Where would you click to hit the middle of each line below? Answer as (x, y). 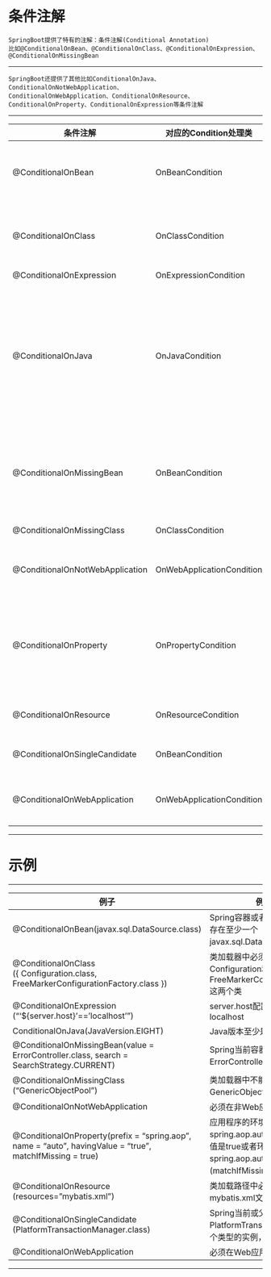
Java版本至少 (235, 1031)
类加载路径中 (233, 1185)
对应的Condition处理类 (208, 132)
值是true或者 (233, 1146)
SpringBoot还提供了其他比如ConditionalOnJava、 (84, 79)
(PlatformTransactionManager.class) (81, 1229)
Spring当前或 (234, 1212)
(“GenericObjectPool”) (55, 1090)
